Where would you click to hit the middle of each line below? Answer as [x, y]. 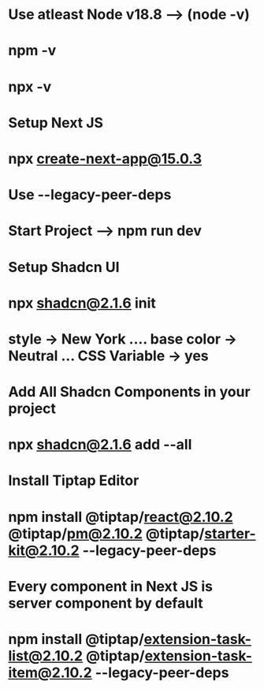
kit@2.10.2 [44, 550]
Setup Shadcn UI [64, 267]
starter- [230, 533]
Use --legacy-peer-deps [90, 195]
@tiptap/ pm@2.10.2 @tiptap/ [106, 533]
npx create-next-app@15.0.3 [105, 158]
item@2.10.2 [50, 672]
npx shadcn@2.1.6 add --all [100, 445]
